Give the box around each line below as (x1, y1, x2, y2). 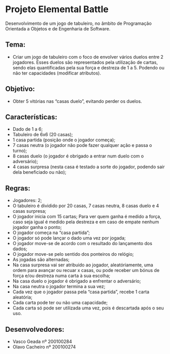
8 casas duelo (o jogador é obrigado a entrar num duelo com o (12, 153, 144, 159)
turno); (12, 148, 27, 154)
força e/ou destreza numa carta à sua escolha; (12, 272, 111, 279)
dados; (12, 246, 27, 252)
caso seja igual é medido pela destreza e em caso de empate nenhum (12, 219, 159, 225)
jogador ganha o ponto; (12, 224, 62, 230)
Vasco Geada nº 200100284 (12, 338, 73, 344)
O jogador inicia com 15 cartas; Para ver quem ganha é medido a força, (12, 214, 161, 220)
